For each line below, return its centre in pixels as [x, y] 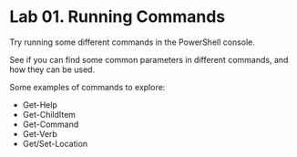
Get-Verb [40, 133]
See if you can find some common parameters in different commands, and [149, 59]
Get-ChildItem [49, 114]
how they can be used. [52, 69]
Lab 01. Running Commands [118, 17]
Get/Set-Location [55, 143]
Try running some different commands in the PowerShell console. [132, 42]
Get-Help [40, 105]
